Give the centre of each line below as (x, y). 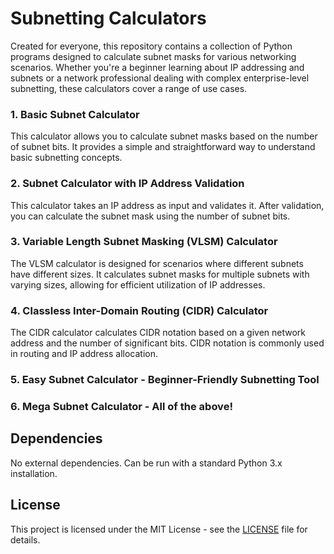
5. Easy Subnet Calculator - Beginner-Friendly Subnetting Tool (165, 380)
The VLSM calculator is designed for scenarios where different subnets (157, 263)
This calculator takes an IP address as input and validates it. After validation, (167, 205)
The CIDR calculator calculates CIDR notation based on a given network (158, 333)
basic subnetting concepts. (66, 158)
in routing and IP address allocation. (84, 354)
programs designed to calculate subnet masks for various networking (153, 56)
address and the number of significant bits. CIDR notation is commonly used (167, 343)
